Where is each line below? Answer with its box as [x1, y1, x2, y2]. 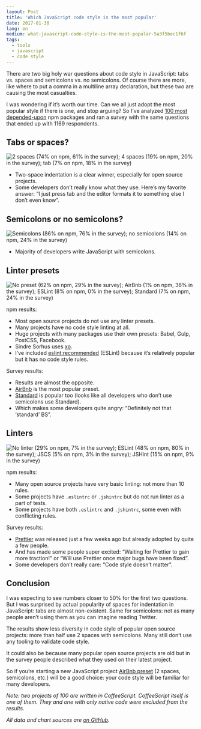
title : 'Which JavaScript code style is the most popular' [6, 14, 157, 20]
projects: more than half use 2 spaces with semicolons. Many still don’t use [6, 631, 192, 638]
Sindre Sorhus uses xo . [14, 343, 73, 350]
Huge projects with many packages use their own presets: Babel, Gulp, [14, 330, 191, 337]
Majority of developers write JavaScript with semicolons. [14, 248, 156, 255]
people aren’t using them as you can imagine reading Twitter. [6, 613, 157, 620]
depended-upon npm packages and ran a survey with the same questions [6, 113, 190, 121]
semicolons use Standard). [14, 398, 82, 405]
